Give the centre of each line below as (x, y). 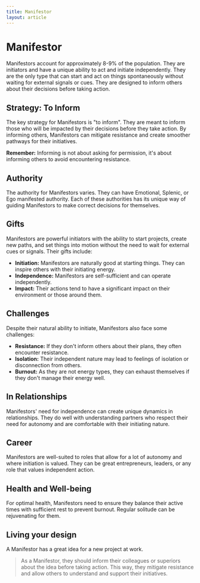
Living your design (41, 535)
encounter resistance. (42, 352)
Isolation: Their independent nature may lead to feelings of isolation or (102, 359)
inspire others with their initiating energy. (65, 269)
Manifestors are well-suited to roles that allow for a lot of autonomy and (94, 457)
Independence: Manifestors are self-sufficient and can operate (93, 276)
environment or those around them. (59, 295)
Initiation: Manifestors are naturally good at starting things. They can (100, 263)
